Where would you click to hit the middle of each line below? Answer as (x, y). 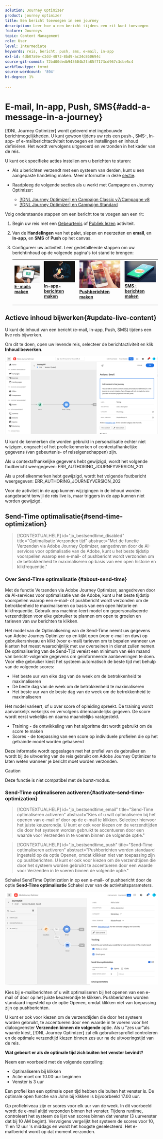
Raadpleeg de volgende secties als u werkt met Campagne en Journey (83, 184)
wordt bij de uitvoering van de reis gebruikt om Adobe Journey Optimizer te (81, 756)
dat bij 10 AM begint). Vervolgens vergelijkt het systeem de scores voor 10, (80, 1121)
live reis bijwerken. (24, 335)
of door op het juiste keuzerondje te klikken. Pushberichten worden (81, 997)
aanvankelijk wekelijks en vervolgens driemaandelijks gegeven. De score (78, 711)
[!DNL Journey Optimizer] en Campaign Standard (68, 204)
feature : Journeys (24, 31)
